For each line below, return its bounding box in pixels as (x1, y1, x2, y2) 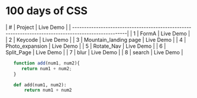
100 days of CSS (5, 4, 88, 18)
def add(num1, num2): (13, 81, 67, 88)
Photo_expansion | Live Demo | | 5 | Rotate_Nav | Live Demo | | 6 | (5, 43, 166, 50)
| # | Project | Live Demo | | (5, 24, 72, 31)
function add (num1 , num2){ (13, 60, 80, 66)
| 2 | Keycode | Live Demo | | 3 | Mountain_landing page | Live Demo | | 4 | (5, 36, 186, 43)
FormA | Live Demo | (140, 30, 190, 37)
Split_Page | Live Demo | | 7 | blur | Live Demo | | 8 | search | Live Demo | (5, 48, 183, 55)
